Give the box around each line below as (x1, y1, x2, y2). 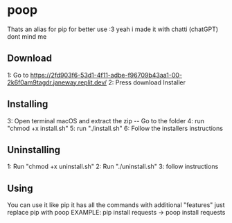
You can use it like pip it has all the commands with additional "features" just (7, 201, 225, 209)
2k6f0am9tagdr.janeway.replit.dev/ (7, 78, 107, 87)
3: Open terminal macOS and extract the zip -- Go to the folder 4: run (7, 116, 205, 125)
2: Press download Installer (108, 78, 186, 87)
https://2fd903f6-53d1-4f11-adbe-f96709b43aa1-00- (30, 71, 182, 79)
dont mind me (7, 32, 47, 40)
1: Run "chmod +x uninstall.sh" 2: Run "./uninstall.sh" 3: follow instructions (7, 162, 219, 171)
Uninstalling (7, 144, 61, 156)
